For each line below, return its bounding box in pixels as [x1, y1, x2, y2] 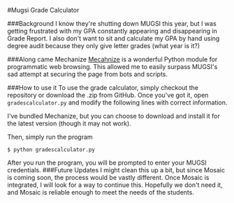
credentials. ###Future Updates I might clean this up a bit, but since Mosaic [7, 166, 226, 174]
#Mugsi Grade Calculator [7, 6, 80, 14]
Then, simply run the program [7, 133, 93, 141]
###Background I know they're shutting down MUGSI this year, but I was [7, 20, 217, 27]
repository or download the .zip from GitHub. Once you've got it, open [7, 91, 209, 99]
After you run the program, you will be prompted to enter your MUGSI [7, 158, 207, 167]
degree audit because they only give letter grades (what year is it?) [7, 42, 200, 50]
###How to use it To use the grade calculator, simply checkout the [7, 84, 199, 91]
